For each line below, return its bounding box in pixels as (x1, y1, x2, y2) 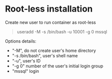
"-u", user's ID (12, 58, 41, 63)
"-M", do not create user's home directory (12, 47, 96, 53)
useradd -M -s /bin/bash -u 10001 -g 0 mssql (16, 29, 108, 34)
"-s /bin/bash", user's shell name (12, 52, 78, 59)
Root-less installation (5, 3, 93, 15)
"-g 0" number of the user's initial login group (12, 63, 103, 69)
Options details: (5, 38, 36, 44)
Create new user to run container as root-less (5, 19, 96, 25)
